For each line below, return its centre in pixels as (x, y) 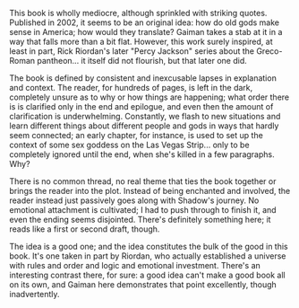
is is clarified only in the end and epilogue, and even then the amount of (141, 106)
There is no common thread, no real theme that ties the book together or (143, 181)
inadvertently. (34, 294)
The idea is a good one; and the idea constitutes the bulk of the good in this (149, 246)
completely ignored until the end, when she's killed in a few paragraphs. (142, 154)
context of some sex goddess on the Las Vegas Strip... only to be (129, 145)
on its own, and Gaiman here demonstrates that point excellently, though (143, 285)
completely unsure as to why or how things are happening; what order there (149, 97)
